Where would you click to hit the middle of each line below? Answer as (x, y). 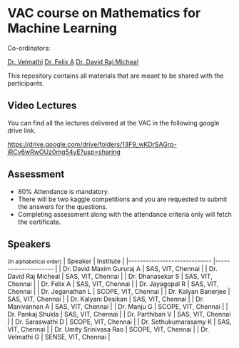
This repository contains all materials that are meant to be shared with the (116, 76)
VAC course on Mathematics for (104, 13)
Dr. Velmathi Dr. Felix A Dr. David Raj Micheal (73, 61)
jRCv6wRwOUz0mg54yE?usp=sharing (64, 152)
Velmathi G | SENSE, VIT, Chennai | (59, 337)
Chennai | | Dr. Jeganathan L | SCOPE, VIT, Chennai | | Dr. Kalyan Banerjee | (119, 292)
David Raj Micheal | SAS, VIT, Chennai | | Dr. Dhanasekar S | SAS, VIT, (110, 277)
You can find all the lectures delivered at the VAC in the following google (113, 123)
